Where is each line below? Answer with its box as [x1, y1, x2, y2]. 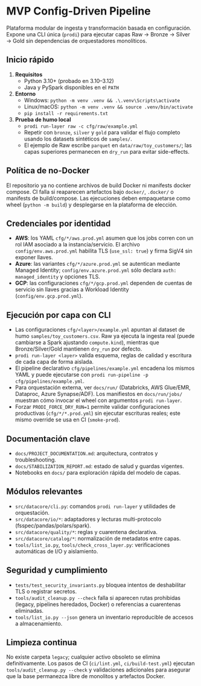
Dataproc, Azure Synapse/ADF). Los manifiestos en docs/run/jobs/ [14, 391, 183, 398]
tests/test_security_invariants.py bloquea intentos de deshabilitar [14, 581, 186, 589]
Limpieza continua [6, 638, 77, 648]
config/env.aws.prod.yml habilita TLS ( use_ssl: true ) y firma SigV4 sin [14, 247, 193, 255]
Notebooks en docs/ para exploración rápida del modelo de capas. [14, 469, 181, 476]
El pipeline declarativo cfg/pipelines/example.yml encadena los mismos [14, 364, 195, 372]
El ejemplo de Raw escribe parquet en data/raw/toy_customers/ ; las [24, 141, 192, 149]
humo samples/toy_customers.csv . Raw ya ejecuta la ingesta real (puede [14, 332, 195, 340]
